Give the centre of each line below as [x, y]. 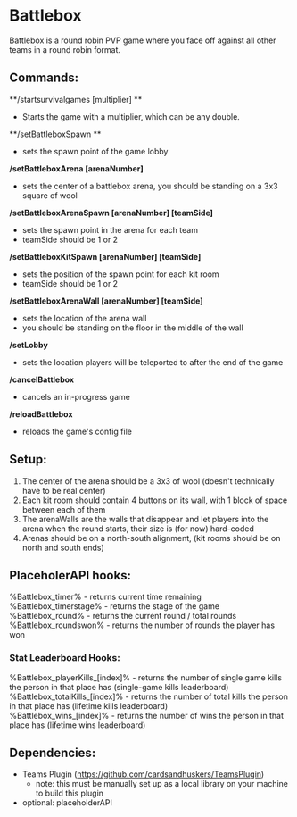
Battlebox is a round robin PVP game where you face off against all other [143, 40]
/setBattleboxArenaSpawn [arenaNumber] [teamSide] [111, 213]
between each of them [64, 509]
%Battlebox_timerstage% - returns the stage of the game [115, 606]
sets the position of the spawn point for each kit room [121, 274]
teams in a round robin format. [65, 49]
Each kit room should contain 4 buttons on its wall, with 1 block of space [155, 500]
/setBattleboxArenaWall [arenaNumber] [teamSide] [106, 301]
